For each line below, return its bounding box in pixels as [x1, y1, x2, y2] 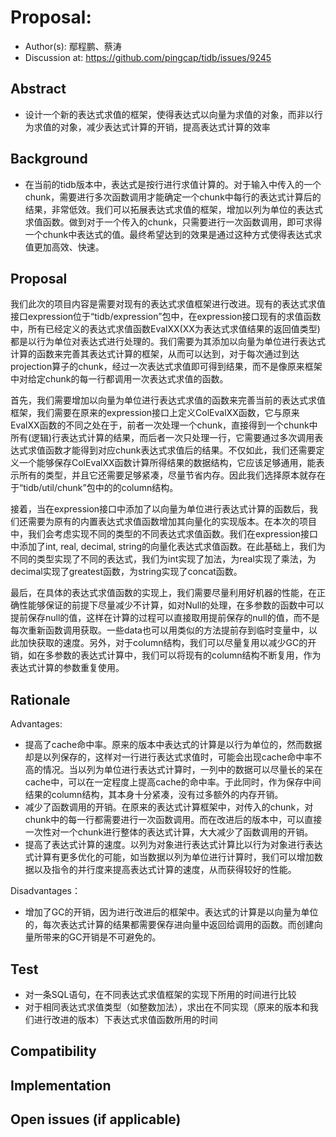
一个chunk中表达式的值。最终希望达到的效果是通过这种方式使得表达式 [24, 228, 314, 240]
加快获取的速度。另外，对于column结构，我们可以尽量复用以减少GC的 [18, 637, 308, 649]
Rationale [10, 691, 71, 708]
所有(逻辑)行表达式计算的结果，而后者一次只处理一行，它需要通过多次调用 [10, 432, 315, 444]
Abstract [10, 81, 67, 98]
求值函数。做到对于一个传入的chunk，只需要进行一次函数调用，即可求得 [24, 216, 323, 228]
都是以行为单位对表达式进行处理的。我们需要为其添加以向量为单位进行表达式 [10, 336, 326, 348]
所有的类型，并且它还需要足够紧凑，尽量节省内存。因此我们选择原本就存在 [18, 469, 326, 481]
